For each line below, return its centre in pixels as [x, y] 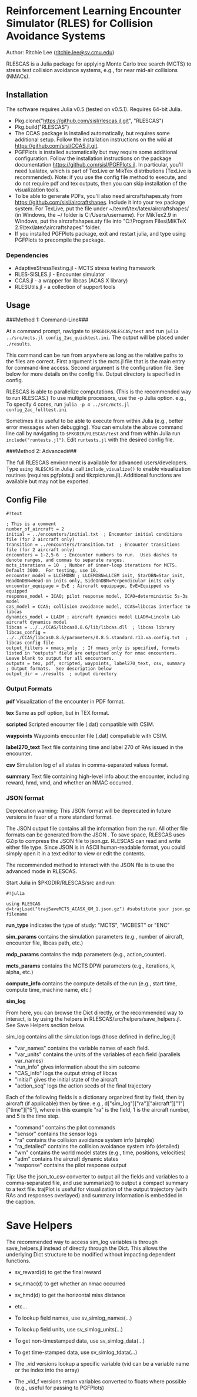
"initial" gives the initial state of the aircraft [66, 1080]
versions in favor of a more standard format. [59, 817]
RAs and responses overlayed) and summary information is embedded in [94, 1196]
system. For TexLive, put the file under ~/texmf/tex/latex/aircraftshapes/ [102, 209]
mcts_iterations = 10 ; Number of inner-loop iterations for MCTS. [92, 565]
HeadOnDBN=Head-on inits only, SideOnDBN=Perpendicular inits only [91, 581]
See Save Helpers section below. [46, 1025]
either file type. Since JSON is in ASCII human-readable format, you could [96, 847]
